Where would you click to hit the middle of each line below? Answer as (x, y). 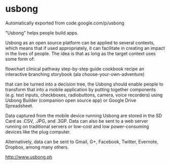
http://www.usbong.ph (29, 157)
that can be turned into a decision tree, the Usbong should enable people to (84, 84)
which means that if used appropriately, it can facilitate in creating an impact (85, 48)
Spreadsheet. (19, 105)
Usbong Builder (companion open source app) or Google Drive (71, 100)
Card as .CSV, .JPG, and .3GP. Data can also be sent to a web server (77, 121)
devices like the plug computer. (38, 132)
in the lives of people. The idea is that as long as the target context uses (80, 53)
